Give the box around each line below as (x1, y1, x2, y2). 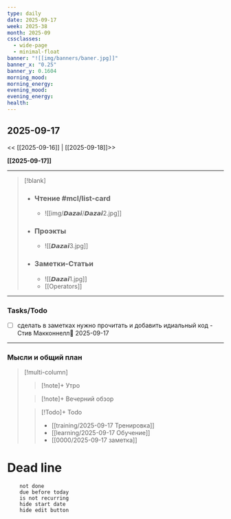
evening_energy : (7, 93, 54, 100)
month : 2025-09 (7, 29, 51, 36)
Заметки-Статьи (34, 259, 94, 269)
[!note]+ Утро (41, 382, 80, 390)
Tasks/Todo (7, 305, 48, 315)
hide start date (19, 501, 67, 508)
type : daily (7, 10, 41, 17)
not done (19, 483, 45, 490)
